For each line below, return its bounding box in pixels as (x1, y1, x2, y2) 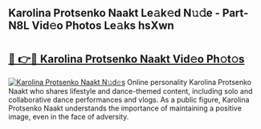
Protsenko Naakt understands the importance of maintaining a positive (8, 103, 243, 113)
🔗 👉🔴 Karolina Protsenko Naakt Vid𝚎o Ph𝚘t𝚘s (8, 52, 245, 66)
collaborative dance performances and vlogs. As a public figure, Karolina (8, 95, 250, 104)
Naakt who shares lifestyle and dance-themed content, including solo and (8, 87, 253, 95)
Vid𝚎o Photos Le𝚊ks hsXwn (31, 19, 174, 33)
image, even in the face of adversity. (8, 112, 129, 121)
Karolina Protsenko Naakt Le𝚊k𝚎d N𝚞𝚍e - (8, 6, 221, 20)
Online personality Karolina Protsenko (127, 78, 252, 87)
